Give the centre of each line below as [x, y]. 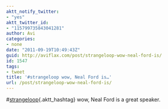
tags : [13, 66]
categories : [21, 39]
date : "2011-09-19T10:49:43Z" [43, 50]
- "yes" [16, 17]
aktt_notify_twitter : [33, 11]
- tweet [16, 72]
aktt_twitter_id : [27, 22]
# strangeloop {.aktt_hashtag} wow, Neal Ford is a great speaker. [83, 100]
